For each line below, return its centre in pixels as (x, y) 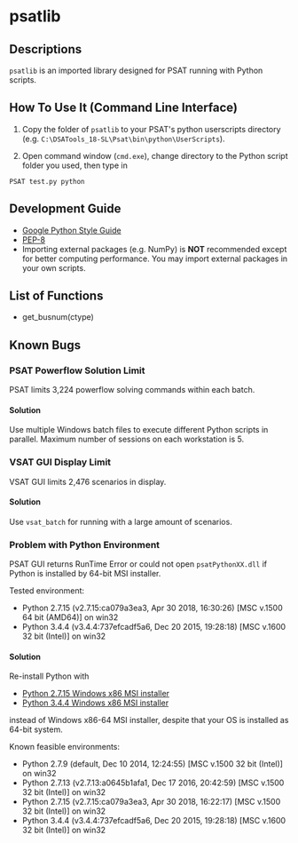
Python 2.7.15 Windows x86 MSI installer (96, 694)
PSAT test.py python (47, 181)
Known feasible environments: (65, 747)
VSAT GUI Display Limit (60, 462)
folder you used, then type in (75, 165)
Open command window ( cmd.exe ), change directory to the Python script (155, 155)
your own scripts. (54, 267)
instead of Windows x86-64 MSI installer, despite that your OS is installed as (149, 720)
